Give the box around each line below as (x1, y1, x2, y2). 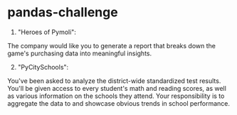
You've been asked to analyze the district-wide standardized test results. (7, 76, 221, 85)
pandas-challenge (7, 4, 119, 21)
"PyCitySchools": (17, 62, 69, 71)
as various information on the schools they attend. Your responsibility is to (7, 92, 225, 100)
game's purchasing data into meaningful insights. (7, 49, 152, 57)
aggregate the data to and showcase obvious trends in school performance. (7, 99, 230, 107)
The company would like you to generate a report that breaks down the (7, 41, 216, 50)
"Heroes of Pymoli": (17, 28, 77, 36)
